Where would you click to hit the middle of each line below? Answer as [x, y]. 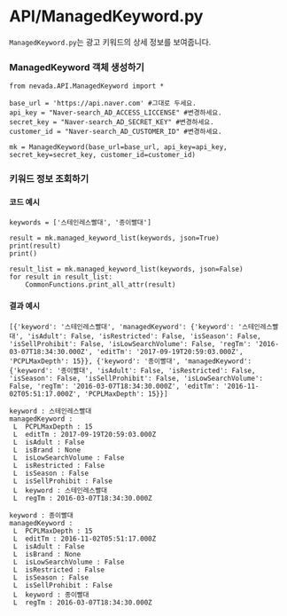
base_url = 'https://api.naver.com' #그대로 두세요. [103, 104]
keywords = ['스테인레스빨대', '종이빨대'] [81, 223]
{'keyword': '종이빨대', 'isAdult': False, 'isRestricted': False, [132, 370]
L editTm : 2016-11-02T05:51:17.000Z [85, 539]
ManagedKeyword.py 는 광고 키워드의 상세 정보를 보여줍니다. [110, 42]
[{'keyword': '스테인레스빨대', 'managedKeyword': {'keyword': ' [126, 327]
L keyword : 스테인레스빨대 [60, 490]
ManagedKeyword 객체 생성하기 [77, 67]
